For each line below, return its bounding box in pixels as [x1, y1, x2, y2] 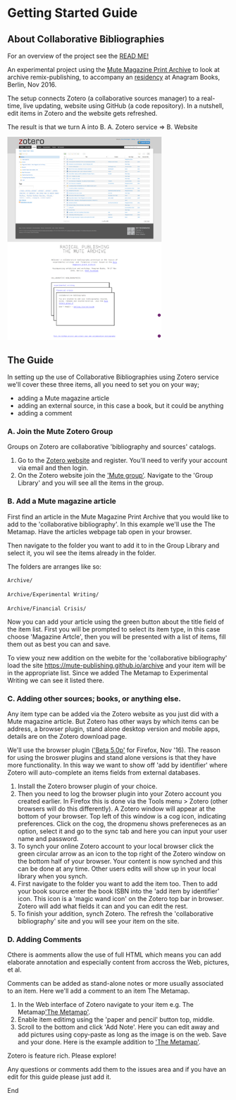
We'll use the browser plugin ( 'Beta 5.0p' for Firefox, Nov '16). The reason [7, 746, 221, 754]
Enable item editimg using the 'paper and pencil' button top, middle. [17, 1015, 215, 1024]
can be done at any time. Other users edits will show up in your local [17, 864, 216, 873]
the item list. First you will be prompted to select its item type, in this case [7, 624, 221, 633]
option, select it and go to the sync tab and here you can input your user [17, 827, 228, 835]
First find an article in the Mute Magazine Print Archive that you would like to [7, 512, 229, 521]
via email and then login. [17, 464, 89, 472]
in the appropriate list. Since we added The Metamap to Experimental [7, 668, 209, 677]
